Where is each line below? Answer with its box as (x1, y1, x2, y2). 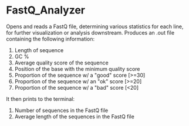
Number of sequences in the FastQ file (14, 107, 109, 114)
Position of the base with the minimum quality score (14, 65, 140, 72)
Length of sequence (14, 46, 64, 53)
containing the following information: (6, 35, 95, 42)
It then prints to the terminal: (6, 95, 75, 103)
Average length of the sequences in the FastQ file (14, 113, 135, 120)
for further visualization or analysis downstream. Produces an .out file (6, 29, 175, 36)
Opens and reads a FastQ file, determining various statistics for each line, (6, 23, 184, 30)
